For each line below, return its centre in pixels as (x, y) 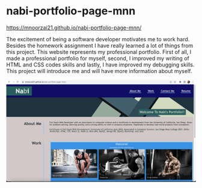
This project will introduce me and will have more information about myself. (99, 71)
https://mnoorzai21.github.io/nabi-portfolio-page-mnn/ (74, 28)
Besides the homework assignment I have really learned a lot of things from (100, 46)
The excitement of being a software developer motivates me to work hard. (98, 39)
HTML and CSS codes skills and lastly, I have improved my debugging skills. (100, 65)
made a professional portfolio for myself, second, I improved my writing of (98, 58)
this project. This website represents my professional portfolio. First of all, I (99, 51)
